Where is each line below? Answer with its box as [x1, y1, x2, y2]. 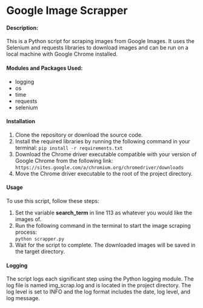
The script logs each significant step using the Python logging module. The [6, 275, 194, 282]
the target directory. [15, 248, 65, 255]
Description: [6, 24, 38, 31]
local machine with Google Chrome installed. [6, 50, 118, 58]
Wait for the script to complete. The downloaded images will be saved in [15, 241, 196, 248]
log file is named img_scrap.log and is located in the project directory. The [6, 282, 191, 289]
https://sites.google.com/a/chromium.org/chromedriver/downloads [15, 165, 184, 171]
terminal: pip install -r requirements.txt [15, 144, 123, 151]
